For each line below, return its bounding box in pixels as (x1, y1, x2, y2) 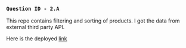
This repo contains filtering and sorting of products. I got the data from (6, 17, 180, 24)
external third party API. (6, 24, 65, 31)
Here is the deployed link (6, 35, 67, 42)
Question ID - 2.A (6, 5, 60, 12)
